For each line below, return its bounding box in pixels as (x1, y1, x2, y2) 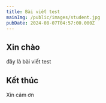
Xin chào (6, 42, 40, 52)
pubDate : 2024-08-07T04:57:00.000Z (6, 20, 95, 26)
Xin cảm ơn (6, 91, 34, 98)
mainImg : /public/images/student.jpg (6, 14, 101, 20)
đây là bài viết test (6, 58, 52, 65)
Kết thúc (6, 75, 39, 86)
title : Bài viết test (6, 8, 60, 15)
